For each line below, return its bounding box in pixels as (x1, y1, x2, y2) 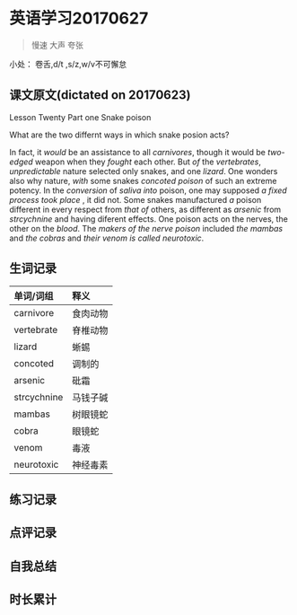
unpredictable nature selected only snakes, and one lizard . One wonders (9, 165, 278, 176)
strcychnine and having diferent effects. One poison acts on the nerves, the (9, 213, 289, 224)
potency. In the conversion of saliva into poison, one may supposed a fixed (9, 185, 287, 196)
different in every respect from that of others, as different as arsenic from (9, 204, 282, 215)
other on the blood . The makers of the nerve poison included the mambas (9, 223, 284, 233)
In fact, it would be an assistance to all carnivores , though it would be (9, 146, 266, 157)
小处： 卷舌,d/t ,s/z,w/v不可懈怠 (9, 58, 127, 69)
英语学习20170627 (9, 8, 149, 29)
